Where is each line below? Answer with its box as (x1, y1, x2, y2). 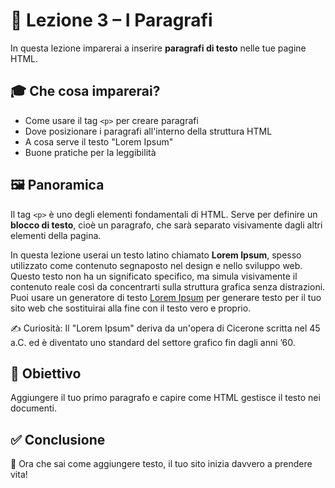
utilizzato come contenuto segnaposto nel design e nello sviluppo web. (10, 259, 303, 271)
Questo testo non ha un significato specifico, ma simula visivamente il (10, 270, 298, 282)
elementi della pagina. (10, 229, 102, 241)
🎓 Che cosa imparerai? (10, 83, 161, 100)
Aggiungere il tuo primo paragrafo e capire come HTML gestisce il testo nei (10, 392, 321, 404)
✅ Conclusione (10, 431, 106, 448)
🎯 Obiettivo (10, 365, 82, 382)
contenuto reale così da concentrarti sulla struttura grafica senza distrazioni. (10, 280, 326, 293)
